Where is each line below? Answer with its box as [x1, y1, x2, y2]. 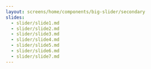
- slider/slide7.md [11, 53, 60, 59]
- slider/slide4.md [11, 37, 60, 43]
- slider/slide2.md [11, 25, 60, 32]
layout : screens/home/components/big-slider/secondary [5, 8, 146, 15]
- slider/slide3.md [11, 31, 60, 37]
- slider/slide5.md [11, 43, 60, 49]
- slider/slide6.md [11, 48, 60, 54]
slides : [5, 14, 25, 20]
